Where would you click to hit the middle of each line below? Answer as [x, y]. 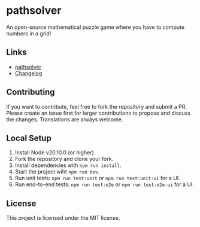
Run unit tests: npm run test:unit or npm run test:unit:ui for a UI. [98, 178]
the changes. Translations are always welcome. [65, 119]
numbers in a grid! [29, 33]
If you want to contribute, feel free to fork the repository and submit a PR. [97, 106]
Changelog [28, 73]
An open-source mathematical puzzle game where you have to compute [95, 27]
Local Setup [29, 138]
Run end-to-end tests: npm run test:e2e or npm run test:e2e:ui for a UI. [104, 184]
